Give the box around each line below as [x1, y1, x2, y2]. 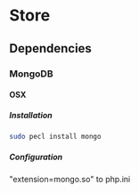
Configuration [9, 151, 63, 162]
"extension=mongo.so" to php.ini [9, 173, 131, 184]
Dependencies [9, 41, 92, 56]
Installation [9, 109, 53, 120]
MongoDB [9, 68, 53, 80]
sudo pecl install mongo [9, 133, 102, 141]
